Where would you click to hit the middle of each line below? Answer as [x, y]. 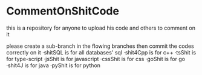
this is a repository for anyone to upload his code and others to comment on [101, 28]
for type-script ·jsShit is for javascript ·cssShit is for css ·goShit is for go [96, 59]
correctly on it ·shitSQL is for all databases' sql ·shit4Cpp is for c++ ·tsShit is [101, 52]
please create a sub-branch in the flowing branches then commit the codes [100, 46]
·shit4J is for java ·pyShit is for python [54, 65]
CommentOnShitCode [63, 11]
